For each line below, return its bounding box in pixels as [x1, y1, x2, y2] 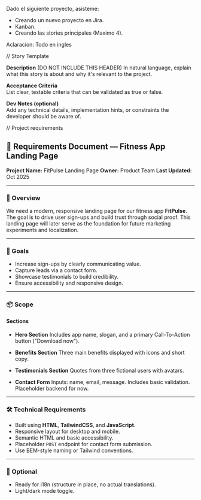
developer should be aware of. [6, 113, 81, 120]
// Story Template [6, 53, 49, 59]
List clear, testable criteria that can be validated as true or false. [6, 89, 163, 95]
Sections [6, 317, 29, 325]
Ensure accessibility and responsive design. [14, 279, 124, 286]
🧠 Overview [6, 194, 41, 202]
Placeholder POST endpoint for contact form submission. [14, 440, 153, 447]
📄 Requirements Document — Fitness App [6, 142, 166, 152]
